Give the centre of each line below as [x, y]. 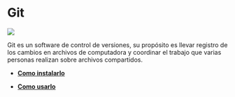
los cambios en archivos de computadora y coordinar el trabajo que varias [114, 52]
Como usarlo [36, 86]
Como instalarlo [41, 73]
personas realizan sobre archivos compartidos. [75, 60]
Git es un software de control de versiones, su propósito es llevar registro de [117, 45]
